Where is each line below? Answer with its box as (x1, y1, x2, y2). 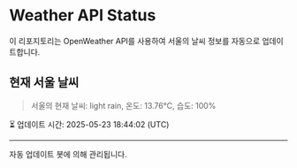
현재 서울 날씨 (9, 75, 80, 90)
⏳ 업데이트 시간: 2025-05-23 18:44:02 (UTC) (9, 118, 170, 129)
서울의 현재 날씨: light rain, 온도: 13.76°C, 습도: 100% (30, 100, 217, 111)
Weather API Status (9, 5, 156, 26)
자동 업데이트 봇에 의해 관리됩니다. (9, 149, 127, 159)
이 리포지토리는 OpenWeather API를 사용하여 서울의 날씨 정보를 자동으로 (9, 35, 261, 46)
